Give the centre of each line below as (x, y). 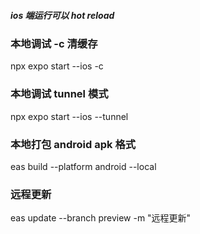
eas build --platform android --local (83, 166)
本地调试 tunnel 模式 (59, 94)
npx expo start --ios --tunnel (69, 116)
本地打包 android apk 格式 (73, 144)
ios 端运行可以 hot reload (62, 15)
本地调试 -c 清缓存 (54, 43)
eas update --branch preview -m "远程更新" (101, 218)
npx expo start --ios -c (57, 66)
